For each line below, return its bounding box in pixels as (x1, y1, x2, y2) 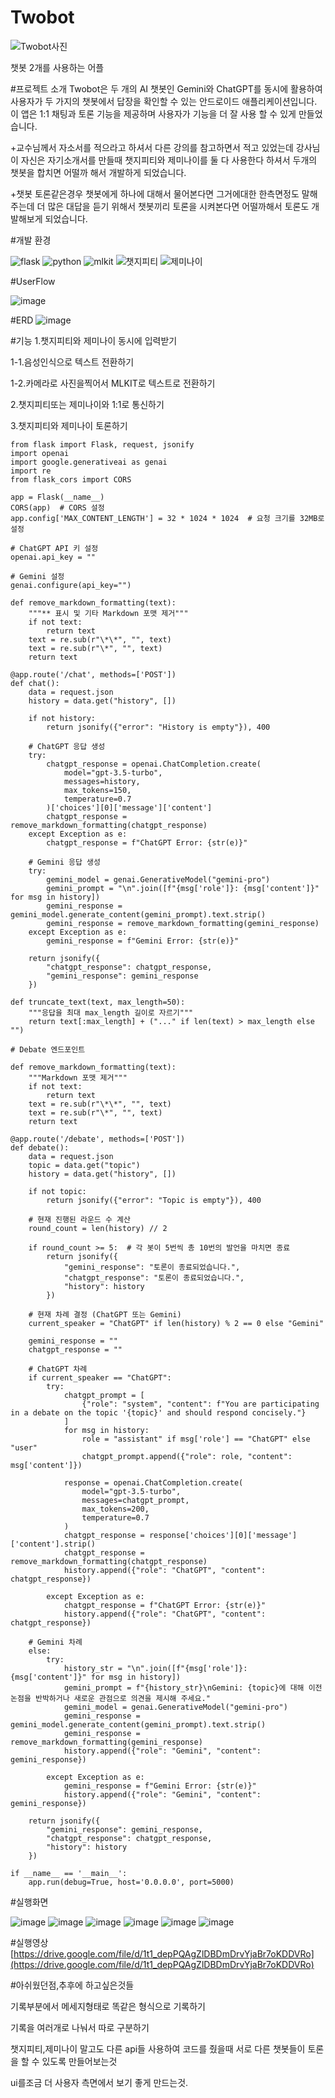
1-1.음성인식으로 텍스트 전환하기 (10, 356, 135, 368)
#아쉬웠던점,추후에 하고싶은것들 (10, 1979, 135, 1991)
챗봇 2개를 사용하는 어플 (10, 61, 105, 73)
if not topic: (28, 1186, 87, 1196)
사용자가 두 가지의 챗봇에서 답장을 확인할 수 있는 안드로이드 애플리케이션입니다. (10, 95, 318, 107)
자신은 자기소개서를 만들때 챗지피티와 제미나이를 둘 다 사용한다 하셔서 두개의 (20, 154, 318, 166)
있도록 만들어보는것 (41, 2055, 118, 2067)
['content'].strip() (10, 1539, 97, 1549)
